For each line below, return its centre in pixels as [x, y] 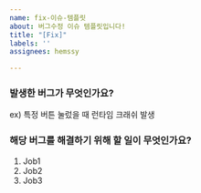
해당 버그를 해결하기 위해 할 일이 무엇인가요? [100, 140]
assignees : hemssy [44, 52]
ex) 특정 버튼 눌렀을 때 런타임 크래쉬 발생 [82, 115]
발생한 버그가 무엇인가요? [62, 94]
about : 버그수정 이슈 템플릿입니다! [68, 26]
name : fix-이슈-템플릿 [48, 18]
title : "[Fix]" [38, 35]
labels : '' [30, 43]
